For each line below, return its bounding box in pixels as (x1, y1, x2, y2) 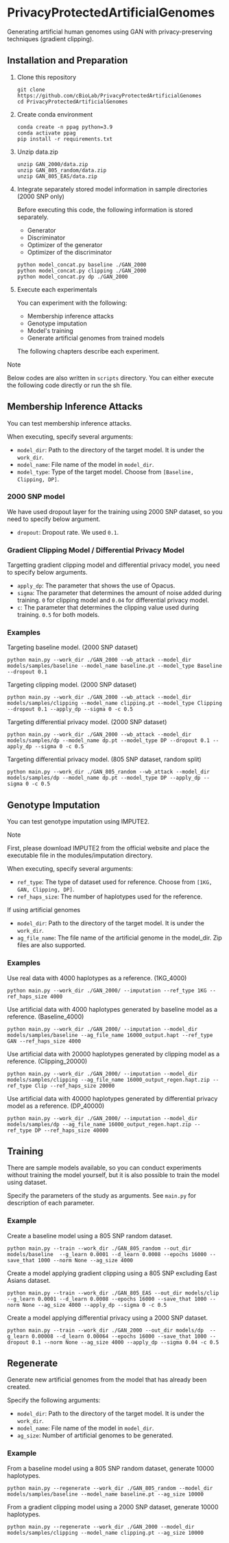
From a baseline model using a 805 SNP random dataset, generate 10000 (7, 1464, 215, 1472)
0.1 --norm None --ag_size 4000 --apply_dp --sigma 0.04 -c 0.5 (32, 1338, 219, 1346)
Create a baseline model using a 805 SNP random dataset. (7, 1231, 173, 1240)
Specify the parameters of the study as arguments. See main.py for (7, 1192, 197, 1200)
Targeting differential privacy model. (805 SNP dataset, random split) (7, 755, 202, 763)
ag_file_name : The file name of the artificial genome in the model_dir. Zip (16, 933, 223, 942)
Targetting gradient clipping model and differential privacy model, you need (7, 561, 220, 569)
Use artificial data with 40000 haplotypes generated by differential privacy (7, 1094, 218, 1102)
